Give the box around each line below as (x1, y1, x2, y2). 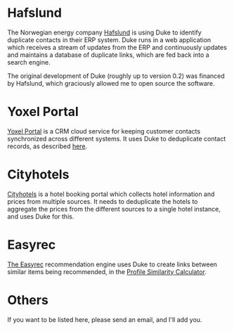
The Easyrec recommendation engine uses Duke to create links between (7, 260, 218, 268)
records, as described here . (7, 142, 88, 150)
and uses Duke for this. (7, 212, 74, 221)
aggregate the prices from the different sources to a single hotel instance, (7, 205, 221, 213)
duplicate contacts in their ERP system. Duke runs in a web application (7, 35, 212, 44)
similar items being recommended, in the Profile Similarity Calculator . (7, 267, 207, 275)
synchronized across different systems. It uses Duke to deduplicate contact (7, 134, 226, 143)
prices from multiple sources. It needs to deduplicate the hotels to (7, 197, 198, 205)
